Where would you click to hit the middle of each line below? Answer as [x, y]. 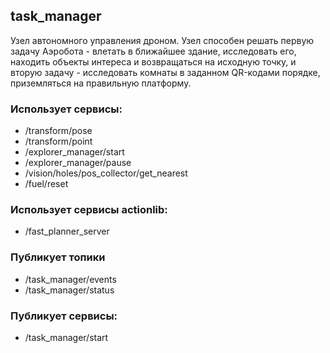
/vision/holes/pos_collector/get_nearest [106, 173]
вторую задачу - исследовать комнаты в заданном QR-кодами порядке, [165, 72]
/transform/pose [58, 131]
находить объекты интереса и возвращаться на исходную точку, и [153, 61]
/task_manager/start [66, 337]
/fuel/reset [46, 184]
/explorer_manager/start [74, 152]
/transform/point [58, 141]
